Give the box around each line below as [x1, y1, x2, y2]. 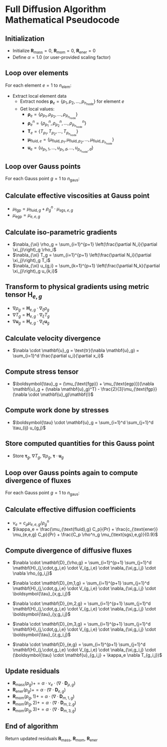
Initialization [5, 34, 45, 43]
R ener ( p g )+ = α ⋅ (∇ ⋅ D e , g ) [12, 687, 66, 694]
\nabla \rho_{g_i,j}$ [12, 570, 53, 576]
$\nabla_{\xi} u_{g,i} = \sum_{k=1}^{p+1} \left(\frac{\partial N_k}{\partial [12, 262, 160, 268]
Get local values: [20, 106, 55, 112]
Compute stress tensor [5, 367, 79, 376]
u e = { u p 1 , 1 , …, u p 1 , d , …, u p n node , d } [27, 145, 94, 154]
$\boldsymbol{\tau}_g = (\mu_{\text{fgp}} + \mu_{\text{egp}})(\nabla [12, 381, 154, 386]
